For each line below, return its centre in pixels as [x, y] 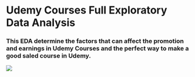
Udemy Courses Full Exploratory [87, 10]
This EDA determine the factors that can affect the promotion [95, 41]
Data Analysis [41, 23]
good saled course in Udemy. [48, 56]
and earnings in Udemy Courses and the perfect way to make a [97, 49]
